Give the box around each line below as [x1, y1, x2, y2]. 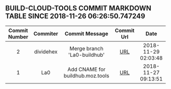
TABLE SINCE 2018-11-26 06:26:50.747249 [5, 12, 146, 21]
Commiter [33, 30, 59, 37]
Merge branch [69, 45, 103, 52]
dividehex [34, 48, 58, 55]
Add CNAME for [67, 66, 106, 73]
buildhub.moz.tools [63, 72, 109, 79]
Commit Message [64, 30, 108, 37]
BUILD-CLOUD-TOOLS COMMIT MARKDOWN [5, 4, 152, 13]
